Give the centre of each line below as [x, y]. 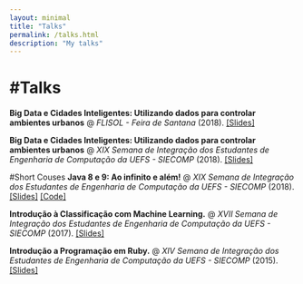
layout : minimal [40, 18]
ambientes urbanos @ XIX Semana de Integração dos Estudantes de [140, 150]
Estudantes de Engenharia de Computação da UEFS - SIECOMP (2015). [144, 260]
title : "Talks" [38, 26]
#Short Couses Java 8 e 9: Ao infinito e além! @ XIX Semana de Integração [152, 177]
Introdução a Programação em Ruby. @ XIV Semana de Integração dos [144, 251]
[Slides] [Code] [38, 197]
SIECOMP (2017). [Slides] [57, 233]
